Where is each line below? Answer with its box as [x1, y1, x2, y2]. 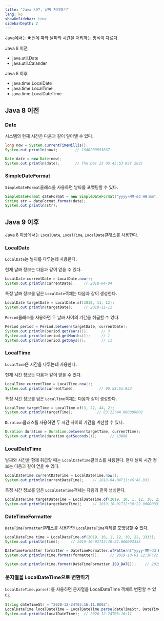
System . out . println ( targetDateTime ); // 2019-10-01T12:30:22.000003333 [5, 501, 163, 506]
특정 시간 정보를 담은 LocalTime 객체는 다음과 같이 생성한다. [5, 396, 117, 402]
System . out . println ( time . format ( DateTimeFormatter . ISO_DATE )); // [5, 562, 150, 567]
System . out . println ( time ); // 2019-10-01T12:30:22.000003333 [5, 539, 141, 544]
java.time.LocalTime [12, 85, 53, 91]
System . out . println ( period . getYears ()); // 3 [5, 328, 110, 334]
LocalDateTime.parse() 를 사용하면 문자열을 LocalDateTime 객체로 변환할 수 [5, 586, 151, 592]
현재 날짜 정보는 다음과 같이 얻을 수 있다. [5, 267, 82, 272]
